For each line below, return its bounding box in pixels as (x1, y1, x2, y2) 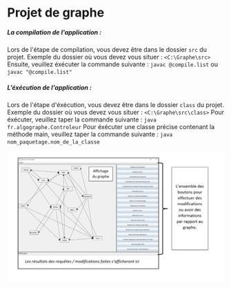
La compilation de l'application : (7, 28, 102, 36)
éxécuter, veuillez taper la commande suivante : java (7, 115, 157, 124)
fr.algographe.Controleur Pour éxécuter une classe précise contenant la (7, 123, 215, 131)
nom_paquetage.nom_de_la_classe (7, 139, 100, 146)
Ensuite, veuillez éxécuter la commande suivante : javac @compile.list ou (7, 60, 219, 68)
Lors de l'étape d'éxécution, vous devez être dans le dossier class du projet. (7, 101, 224, 109)
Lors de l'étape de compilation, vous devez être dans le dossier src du (7, 46, 207, 54)
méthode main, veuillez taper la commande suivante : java (7, 130, 173, 139)
